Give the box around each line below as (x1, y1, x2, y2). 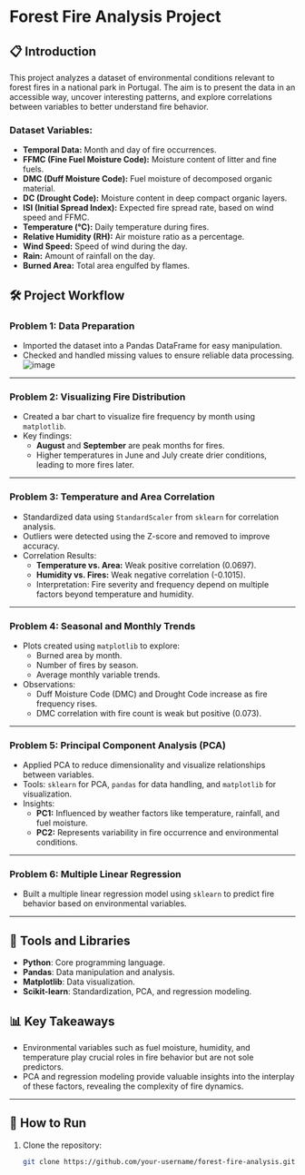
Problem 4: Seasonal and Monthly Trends (9, 619, 196, 632)
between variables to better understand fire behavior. (9, 102, 209, 112)
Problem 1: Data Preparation (9, 320, 135, 332)
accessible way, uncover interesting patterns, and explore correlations (9, 92, 272, 102)
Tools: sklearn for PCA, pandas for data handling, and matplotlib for (22, 779, 277, 790)
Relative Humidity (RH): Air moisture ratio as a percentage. (22, 232, 245, 242)
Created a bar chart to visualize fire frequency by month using (22, 411, 256, 422)
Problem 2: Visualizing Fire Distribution (9, 390, 186, 403)
